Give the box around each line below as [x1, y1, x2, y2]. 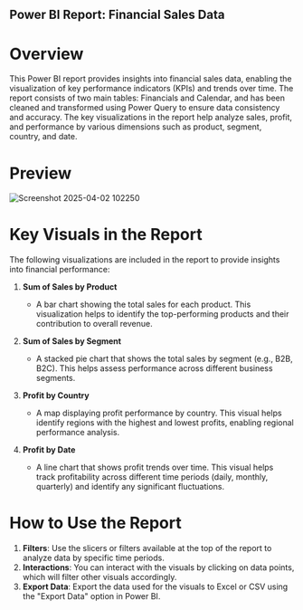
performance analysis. [35, 427, 120, 438]
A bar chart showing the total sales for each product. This [35, 299, 251, 310]
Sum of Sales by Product [22, 281, 118, 292]
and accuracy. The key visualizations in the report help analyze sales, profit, [9, 112, 292, 123]
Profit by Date [22, 444, 76, 455]
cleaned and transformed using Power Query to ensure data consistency [9, 102, 280, 113]
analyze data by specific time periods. [22, 552, 166, 564]
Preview [9, 163, 72, 184]
